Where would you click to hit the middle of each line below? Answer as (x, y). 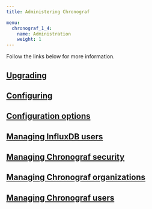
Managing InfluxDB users (55, 137)
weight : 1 (29, 40)
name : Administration (44, 34)
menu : (13, 23)
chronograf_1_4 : (32, 28)
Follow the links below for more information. (61, 56)
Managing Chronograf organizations (76, 177)
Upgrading (26, 75)
